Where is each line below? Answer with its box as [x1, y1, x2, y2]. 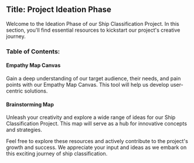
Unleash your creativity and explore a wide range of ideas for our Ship [6, 114, 176, 121]
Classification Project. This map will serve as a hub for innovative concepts [6, 120, 188, 127]
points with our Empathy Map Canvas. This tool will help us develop [6, 81, 169, 88]
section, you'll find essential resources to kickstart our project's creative [6, 26, 181, 33]
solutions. [24, 87, 48, 94]
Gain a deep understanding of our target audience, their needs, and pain [6, 74, 181, 81]
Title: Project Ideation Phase [6, 5, 111, 15]
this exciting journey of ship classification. [6, 150, 108, 157]
